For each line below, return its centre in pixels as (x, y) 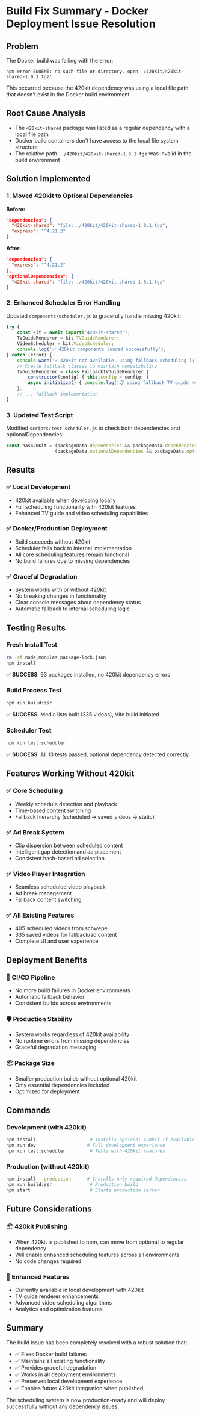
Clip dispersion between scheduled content (69, 845)
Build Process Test (34, 691)
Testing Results (36, 628)
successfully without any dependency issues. (63, 1406)
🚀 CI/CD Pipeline (31, 977)
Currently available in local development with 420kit (79, 1290)
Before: (16, 209)
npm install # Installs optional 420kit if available (101, 1140)
